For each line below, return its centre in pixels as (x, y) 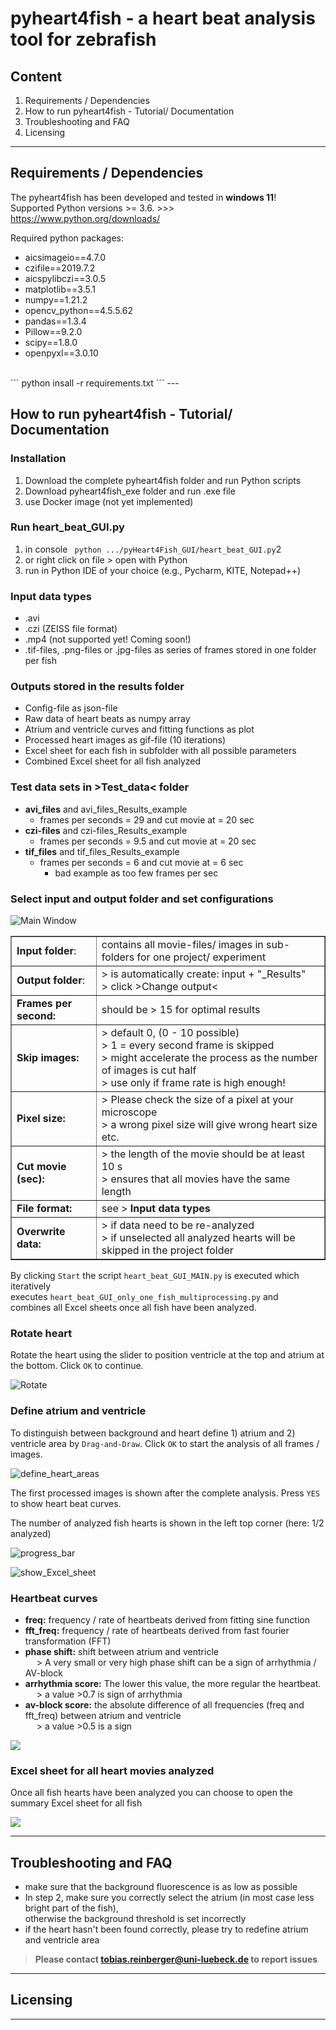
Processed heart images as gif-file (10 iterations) (125, 740)
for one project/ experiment (201, 957)
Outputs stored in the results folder (97, 687)
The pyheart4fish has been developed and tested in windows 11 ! (143, 197)
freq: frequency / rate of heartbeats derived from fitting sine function (167, 1619)
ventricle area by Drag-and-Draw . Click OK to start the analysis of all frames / (165, 1443)
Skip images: (48, 1057)
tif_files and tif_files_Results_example (102, 851)
